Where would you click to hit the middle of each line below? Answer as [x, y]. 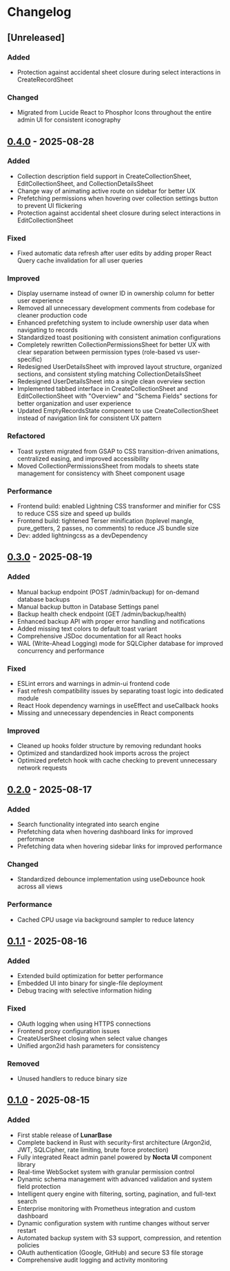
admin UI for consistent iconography [69, 120]
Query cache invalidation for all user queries [80, 260]
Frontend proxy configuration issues [69, 1031]
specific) [30, 359]
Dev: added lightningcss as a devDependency [82, 535]
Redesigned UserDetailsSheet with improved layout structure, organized [119, 367]
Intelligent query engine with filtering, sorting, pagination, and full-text [116, 1194]
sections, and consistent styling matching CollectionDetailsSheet [109, 374]
